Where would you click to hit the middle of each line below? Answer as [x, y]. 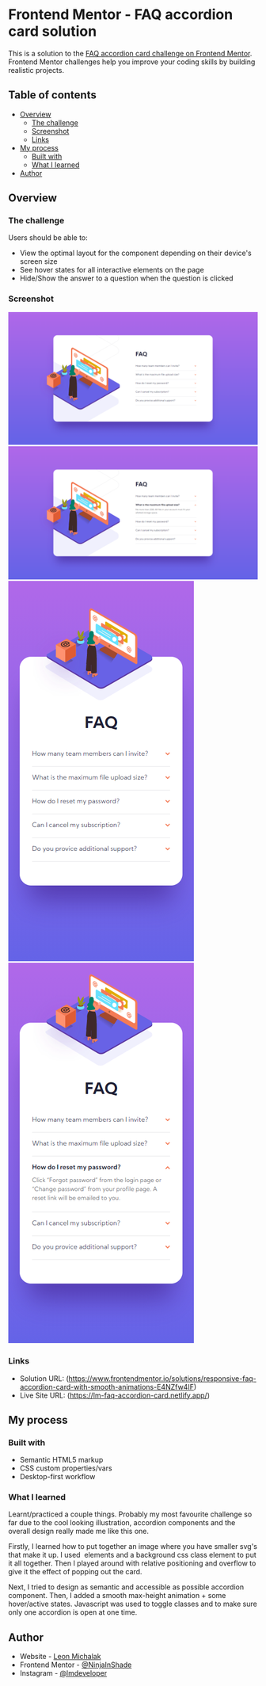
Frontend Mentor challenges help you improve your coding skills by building [132, 62]
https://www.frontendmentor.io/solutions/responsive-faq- [163, 1378]
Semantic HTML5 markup [61, 1460]
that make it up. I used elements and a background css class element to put [133, 1555]
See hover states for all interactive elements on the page [112, 270]
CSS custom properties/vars [66, 1468]
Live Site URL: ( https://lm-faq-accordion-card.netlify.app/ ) [115, 1395]
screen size [38, 261]
